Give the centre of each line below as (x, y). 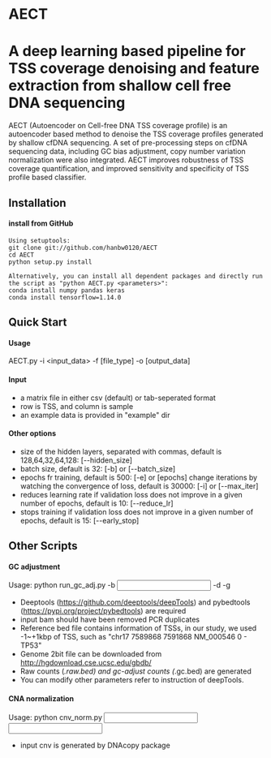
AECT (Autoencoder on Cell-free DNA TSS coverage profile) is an (118, 126)
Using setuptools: (39, 240)
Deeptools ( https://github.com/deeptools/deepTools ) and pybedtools (135, 602)
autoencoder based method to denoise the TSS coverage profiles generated (136, 134)
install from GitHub (41, 223)
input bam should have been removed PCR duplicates (110, 620)
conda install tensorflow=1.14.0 (65, 297)
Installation (37, 202)
